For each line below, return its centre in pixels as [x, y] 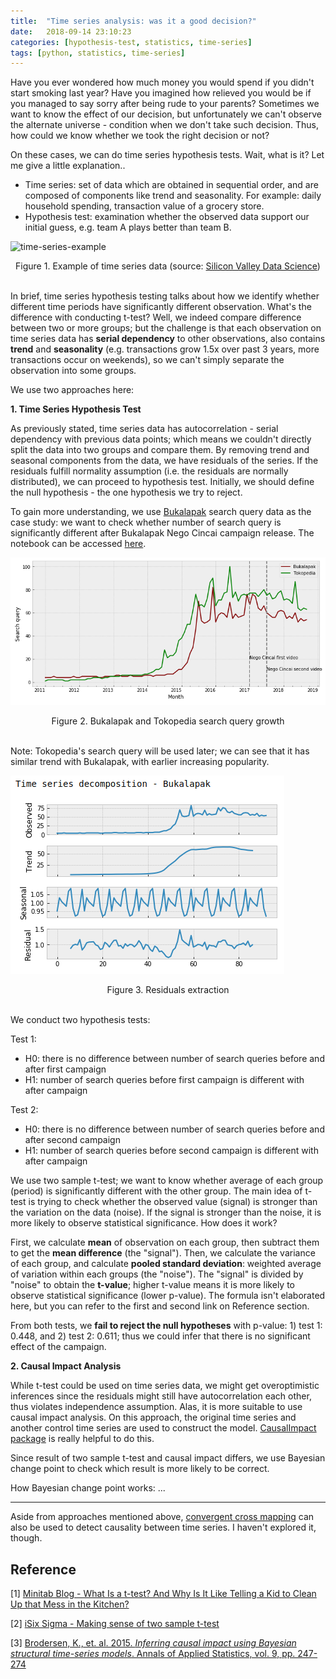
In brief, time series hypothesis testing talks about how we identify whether [165, 296]
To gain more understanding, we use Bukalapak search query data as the [161, 512]
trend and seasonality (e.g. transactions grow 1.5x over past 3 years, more [165, 349]
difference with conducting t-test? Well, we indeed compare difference [156, 317]
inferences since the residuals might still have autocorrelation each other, [161, 1396]
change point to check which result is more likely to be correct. [140, 1469]
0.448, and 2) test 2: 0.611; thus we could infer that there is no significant [160, 1336]
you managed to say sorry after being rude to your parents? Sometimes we [165, 104]
